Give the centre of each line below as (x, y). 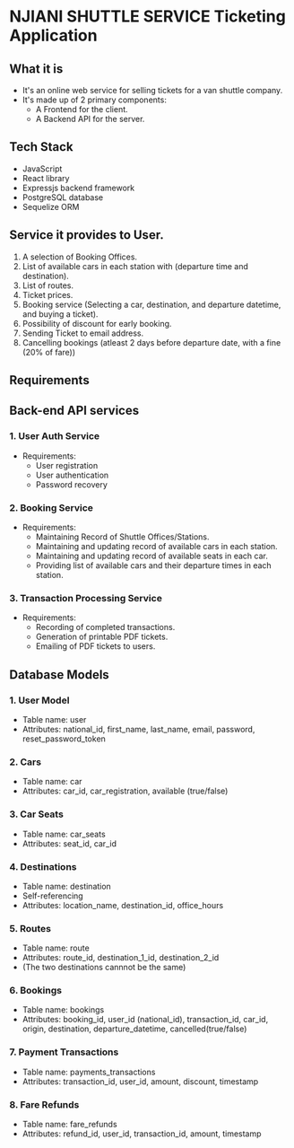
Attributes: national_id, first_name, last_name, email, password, (138, 729)
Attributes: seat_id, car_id (69, 843)
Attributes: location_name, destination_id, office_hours (123, 905)
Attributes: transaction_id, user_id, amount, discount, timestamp (140, 1081)
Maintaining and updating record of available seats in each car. (152, 556)
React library (46, 178)
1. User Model (39, 700)
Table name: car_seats (64, 834)
